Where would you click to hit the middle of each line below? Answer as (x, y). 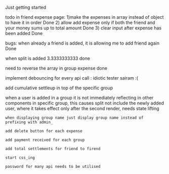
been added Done (24, 33)
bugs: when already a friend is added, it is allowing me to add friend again (82, 43)
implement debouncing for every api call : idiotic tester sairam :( (72, 78)
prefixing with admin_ (29, 122)
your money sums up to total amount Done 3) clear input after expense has (83, 28)
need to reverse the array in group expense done (56, 68)
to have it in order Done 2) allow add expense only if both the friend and (80, 23)
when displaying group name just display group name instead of (74, 118)
